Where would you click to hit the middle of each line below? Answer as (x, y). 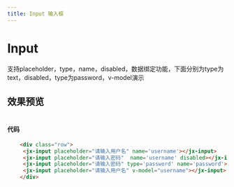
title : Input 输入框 (36, 14)
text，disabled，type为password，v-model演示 (76, 77)
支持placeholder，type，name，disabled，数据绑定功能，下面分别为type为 (116, 69)
